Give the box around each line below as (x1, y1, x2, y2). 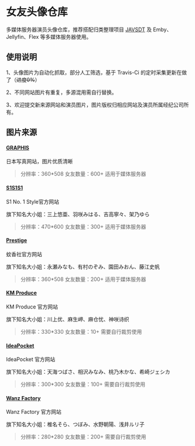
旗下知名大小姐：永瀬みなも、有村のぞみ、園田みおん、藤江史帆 (6, 263, 160, 270)
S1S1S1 (6, 184, 23, 191)
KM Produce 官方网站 (6, 303, 59, 310)
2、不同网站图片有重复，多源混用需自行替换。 (6, 89, 117, 96)
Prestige (6, 237, 28, 244)
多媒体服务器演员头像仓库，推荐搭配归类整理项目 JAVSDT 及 (6, 26, 152, 33)
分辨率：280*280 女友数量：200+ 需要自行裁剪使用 (20, 433, 146, 441)
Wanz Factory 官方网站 (6, 408, 61, 415)
